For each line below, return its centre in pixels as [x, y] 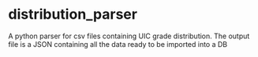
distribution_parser [73, 14]
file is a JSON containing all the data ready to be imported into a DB [118, 44]
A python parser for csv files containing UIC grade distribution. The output [129, 36]
